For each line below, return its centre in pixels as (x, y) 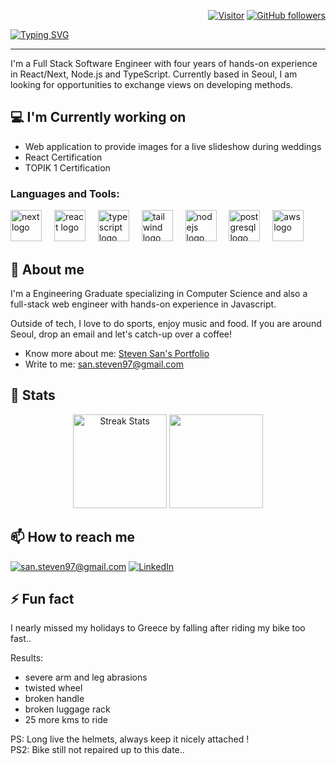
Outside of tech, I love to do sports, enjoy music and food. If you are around (166, 323)
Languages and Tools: (65, 193)
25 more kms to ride (66, 720)
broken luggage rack (67, 709)
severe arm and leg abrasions (86, 677)
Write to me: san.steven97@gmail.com (104, 364)
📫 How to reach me (73, 537)
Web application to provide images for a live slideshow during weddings (173, 146)
